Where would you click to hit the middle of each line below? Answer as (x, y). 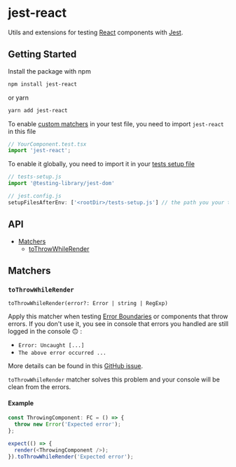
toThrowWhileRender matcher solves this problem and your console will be (114, 379)
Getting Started (42, 54)
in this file (22, 131)
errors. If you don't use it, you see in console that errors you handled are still (118, 324)
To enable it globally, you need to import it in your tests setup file (102, 164)
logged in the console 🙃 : (45, 332)
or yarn (19, 97)
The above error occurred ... (62, 353)
